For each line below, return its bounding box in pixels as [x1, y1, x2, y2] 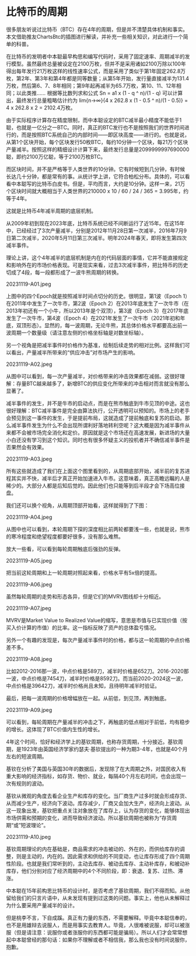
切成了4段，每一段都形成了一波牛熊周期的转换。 [6, 269, 123, 276]
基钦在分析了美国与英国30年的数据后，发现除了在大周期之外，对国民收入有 [6, 765, 187, 772]
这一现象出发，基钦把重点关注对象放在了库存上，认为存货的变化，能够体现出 [6, 807, 190, 814]
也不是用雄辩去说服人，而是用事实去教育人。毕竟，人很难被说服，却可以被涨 [6, 921, 190, 928]
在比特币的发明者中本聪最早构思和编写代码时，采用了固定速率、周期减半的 [6, 53, 185, 60]
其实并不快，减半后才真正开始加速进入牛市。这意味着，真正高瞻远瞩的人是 [10, 475, 190, 482]
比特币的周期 [6, 5, 68, 19]
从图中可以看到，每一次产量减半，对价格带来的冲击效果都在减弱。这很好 [6, 372, 180, 379]
